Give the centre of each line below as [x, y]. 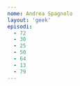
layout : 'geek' [29, 20]
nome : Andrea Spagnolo [40, 14]
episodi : [20, 26]
